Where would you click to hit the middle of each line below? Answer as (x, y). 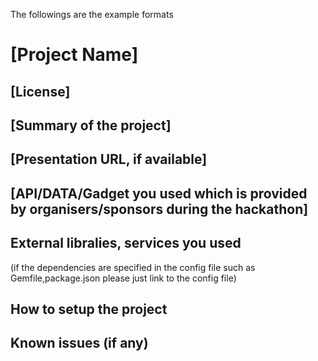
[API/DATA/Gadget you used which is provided (159, 193)
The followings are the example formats (92, 14)
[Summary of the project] (91, 125)
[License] (40, 91)
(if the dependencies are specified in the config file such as (133, 267)
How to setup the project (89, 309)
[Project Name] (74, 55)
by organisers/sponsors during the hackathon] (159, 209)
